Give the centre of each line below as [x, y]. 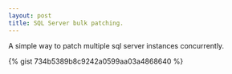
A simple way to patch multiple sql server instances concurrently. [116, 45]
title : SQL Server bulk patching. [66, 23]
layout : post [30, 16]
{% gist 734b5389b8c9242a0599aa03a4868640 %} [96, 61]
